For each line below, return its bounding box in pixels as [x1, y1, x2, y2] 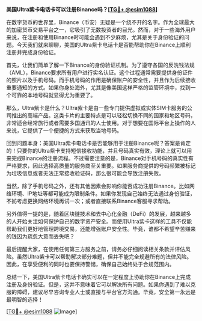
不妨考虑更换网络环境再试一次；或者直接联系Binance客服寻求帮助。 [6, 198, 174, 204]
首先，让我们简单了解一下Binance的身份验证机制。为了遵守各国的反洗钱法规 [6, 61, 195, 69]
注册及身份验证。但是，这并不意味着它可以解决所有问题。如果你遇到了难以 [6, 281, 191, 288]
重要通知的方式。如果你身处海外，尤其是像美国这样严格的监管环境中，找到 [6, 84, 191, 91]
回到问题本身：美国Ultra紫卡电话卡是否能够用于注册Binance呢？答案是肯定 [6, 139, 191, 147]
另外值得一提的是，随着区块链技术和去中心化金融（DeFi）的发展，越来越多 [6, 210, 191, 217]
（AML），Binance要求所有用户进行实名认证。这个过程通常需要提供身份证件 [6, 69, 194, 76]
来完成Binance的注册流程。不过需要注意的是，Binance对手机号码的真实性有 [6, 154, 194, 162]
